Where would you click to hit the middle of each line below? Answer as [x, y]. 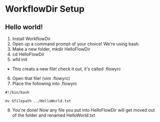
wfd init [20, 59]
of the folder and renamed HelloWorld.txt [53, 115]
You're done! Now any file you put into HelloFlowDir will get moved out [83, 110]
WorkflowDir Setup [45, 9]
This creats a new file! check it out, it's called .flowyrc [67, 69]
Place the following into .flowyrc [45, 83]
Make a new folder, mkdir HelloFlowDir [51, 49]
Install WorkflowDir [31, 39]
